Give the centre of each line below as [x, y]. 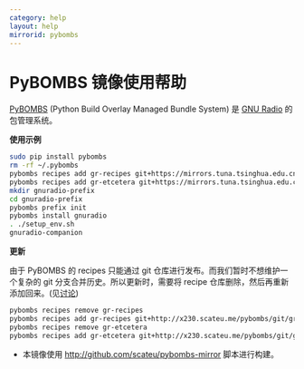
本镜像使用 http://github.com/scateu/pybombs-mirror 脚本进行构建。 [150, 354]
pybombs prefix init [48, 208]
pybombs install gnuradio [58, 216]
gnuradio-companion [46, 233]
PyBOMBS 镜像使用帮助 [98, 82]
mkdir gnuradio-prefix [52, 190]
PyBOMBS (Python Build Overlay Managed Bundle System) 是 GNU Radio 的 [151, 109]
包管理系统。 [33, 121]
